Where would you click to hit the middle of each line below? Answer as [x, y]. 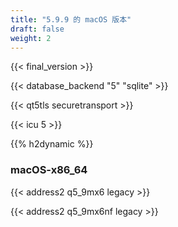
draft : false [37, 29]
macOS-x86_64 [49, 170]
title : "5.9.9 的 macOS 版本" [71, 19]
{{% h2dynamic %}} [52, 144]
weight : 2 [31, 38]
